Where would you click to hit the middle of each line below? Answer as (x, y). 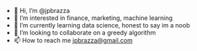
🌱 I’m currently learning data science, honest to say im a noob (102, 25)
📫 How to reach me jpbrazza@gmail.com (73, 40)
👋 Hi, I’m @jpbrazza (42, 11)
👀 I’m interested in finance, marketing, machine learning (93, 18)
